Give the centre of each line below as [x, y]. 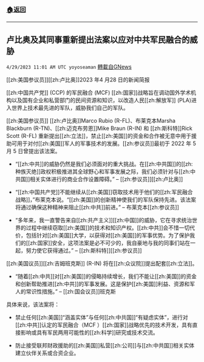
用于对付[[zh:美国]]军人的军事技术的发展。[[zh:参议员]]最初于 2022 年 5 [106, 143]
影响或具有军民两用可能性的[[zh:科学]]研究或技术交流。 [90, 333]
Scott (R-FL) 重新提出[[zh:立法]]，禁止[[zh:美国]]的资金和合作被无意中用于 [99, 136]
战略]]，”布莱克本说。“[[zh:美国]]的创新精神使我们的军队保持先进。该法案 [105, 200]
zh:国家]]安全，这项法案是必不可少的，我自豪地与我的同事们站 [107, 243]
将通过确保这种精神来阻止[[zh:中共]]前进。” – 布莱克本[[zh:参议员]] [97, 207]
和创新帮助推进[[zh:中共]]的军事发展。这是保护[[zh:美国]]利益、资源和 [102, 284]
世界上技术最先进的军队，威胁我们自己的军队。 [70, 108]
